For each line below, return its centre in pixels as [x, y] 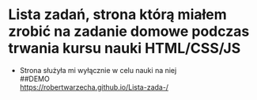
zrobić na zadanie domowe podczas [129, 31]
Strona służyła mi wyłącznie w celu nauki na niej [98, 70]
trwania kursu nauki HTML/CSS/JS [125, 48]
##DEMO [34, 79]
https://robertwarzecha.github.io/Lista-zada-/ [94, 87]
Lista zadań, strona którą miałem [117, 15]
